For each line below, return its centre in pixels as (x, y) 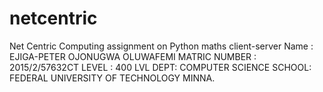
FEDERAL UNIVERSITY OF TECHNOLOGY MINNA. (112, 78)
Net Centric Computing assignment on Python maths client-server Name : (161, 46)
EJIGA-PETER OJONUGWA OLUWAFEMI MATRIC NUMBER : (133, 56)
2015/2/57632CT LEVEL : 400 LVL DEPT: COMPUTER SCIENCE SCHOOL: (160, 67)
